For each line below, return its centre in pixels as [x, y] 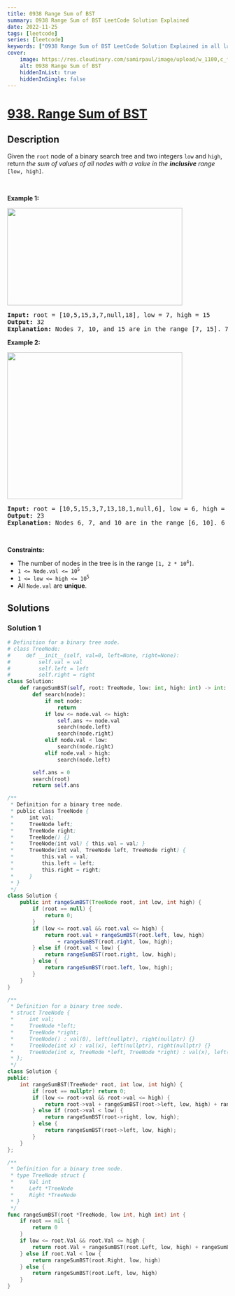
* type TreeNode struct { [48, 1175]
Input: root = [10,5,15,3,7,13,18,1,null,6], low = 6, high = [116, 509]
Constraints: [26, 550]
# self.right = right [51, 675]
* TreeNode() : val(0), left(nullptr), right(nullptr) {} [103, 1039]
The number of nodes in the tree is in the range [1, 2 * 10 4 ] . [106, 563]
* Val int [31, 1182]
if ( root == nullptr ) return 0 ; [80, 1091]
